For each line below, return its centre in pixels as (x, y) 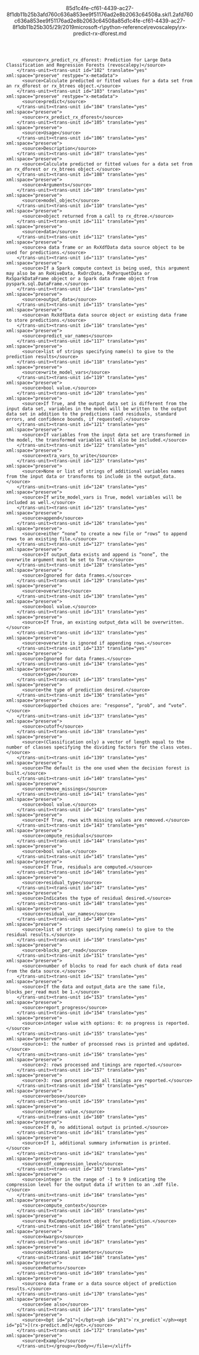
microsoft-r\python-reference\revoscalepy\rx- (130, 27)
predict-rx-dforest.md (100, 33)
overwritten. (168, 622)
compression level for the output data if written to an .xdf (85, 1185)
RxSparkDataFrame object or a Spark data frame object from (82, 278)
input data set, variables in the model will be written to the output (97, 409)
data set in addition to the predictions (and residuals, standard (91, 414)
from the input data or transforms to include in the (74, 477)
